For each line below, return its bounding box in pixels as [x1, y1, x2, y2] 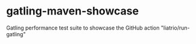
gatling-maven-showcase [6, 4, 139, 18]
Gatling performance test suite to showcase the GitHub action [6, 24, 160, 31]
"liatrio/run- [160, 24, 190, 31]
